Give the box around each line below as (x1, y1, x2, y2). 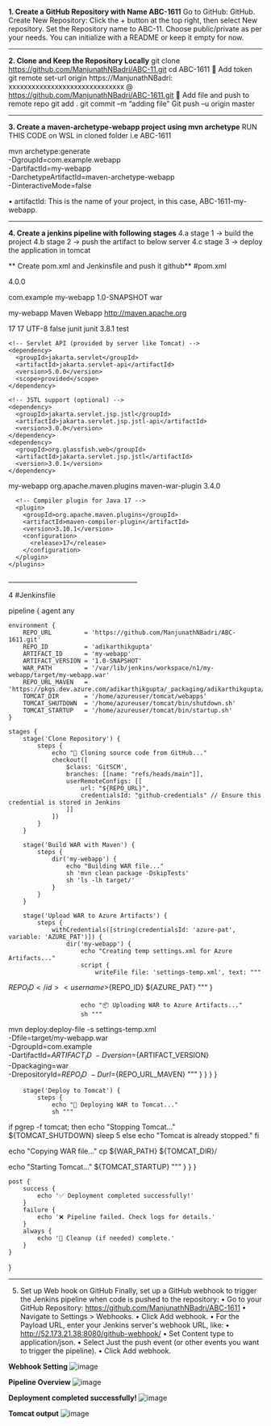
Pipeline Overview (8, 1377, 71, 1387)
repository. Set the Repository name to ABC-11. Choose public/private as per (8, 24, 262, 33)
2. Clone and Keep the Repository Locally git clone (8, 56, 180, 66)
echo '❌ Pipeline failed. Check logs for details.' (37, 1213, 215, 1221)
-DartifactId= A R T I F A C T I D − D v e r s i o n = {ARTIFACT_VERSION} (8, 1050, 210, 1062)
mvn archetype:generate (8, 146, 90, 156)
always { (23, 1227, 52, 1236)
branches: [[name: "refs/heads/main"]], (65, 770, 204, 778)
